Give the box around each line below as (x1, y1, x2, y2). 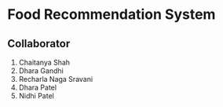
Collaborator (7, 37, 71, 50)
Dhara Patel (18, 83, 57, 92)
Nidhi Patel (18, 91, 54, 100)
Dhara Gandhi (18, 66, 64, 76)
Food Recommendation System (7, 6, 216, 24)
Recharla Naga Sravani (18, 75, 93, 83)
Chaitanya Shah (18, 57, 71, 67)
